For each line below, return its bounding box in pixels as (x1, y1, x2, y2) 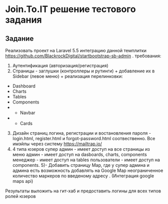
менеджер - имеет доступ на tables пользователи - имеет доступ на (12, 157, 160, 163)
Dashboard (12, 83, 36, 89)
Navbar (20, 110, 36, 116)
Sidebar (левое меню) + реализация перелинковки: (12, 73, 123, 79)
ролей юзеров (5, 193, 36, 199)
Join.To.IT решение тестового (5, 4, 136, 15)
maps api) (12, 178, 34, 184)
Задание (5, 34, 34, 43)
